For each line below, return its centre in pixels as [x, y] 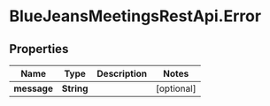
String [75, 88]
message [33, 88]
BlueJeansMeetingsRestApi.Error [135, 16]
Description [122, 74]
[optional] [176, 88]
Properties [39, 49]
